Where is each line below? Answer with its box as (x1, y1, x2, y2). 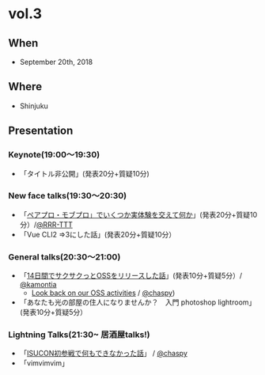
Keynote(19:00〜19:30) (8, 150, 100, 161)
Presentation (8, 124, 74, 138)
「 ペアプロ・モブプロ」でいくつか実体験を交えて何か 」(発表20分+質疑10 (19, 210, 258, 219)
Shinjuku (19, 100, 49, 111)
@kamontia (19, 280, 57, 290)
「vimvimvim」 (19, 358, 69, 368)
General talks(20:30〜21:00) (8, 251, 121, 262)
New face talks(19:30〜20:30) (8, 191, 127, 202)
